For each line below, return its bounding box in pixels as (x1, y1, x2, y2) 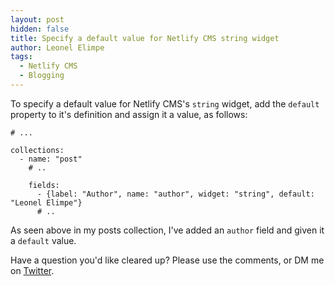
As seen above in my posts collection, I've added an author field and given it (10, 224, 325, 236)
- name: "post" (19, 154, 83, 164)
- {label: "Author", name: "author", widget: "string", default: (36, 189, 315, 199)
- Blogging (19, 71, 65, 81)
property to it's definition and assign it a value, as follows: (10, 108, 248, 120)
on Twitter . (10, 264, 55, 276)
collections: (10, 145, 65, 155)
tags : (10, 52, 33, 62)
